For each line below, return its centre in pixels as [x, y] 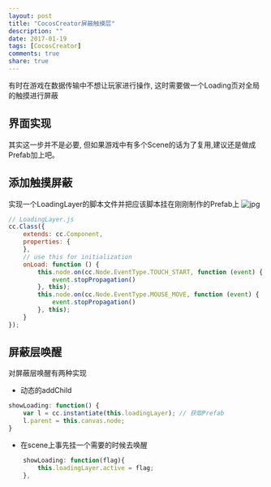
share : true [28, 62]
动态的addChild [46, 390]
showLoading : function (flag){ [74, 460]
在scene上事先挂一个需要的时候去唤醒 [84, 445]
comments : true [34, 54]
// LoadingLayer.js [41, 219]
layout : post [30, 16]
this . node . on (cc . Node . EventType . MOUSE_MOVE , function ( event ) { [148, 295]
